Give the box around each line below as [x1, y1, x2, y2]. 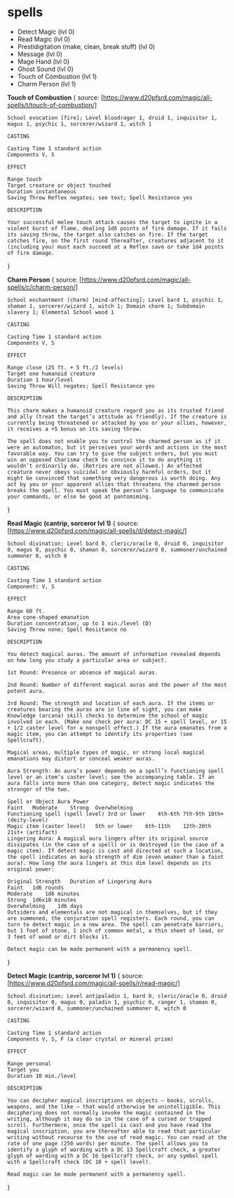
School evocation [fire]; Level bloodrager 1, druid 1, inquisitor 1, [7, 114, 218, 121]
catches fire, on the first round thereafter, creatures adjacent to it [7, 237, 224, 244]
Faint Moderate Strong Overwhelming [7, 804, 133, 811]
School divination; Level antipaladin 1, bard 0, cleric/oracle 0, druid [7, 992, 228, 999]
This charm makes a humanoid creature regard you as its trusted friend [7, 407, 224, 414]
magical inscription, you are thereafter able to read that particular [7, 1128, 221, 1135]
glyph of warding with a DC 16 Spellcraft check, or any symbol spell [7, 1152, 218, 1159]
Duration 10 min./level [7, 1072, 77, 1079]
